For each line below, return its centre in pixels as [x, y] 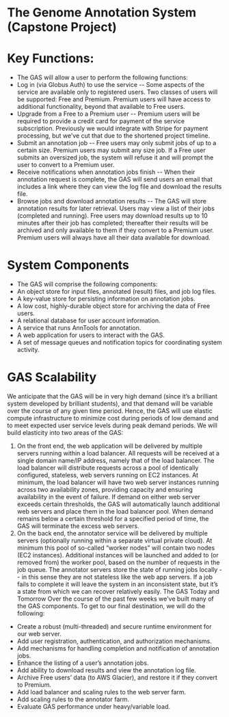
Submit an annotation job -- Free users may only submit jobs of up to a [117, 143]
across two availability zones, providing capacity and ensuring [105, 490]
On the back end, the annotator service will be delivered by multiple [112, 533]
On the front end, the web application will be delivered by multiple [110, 446]
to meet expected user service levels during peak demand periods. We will [112, 425]
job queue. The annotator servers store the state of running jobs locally [117, 569]
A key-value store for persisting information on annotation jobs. [106, 299]
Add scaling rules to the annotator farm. [73, 699]
